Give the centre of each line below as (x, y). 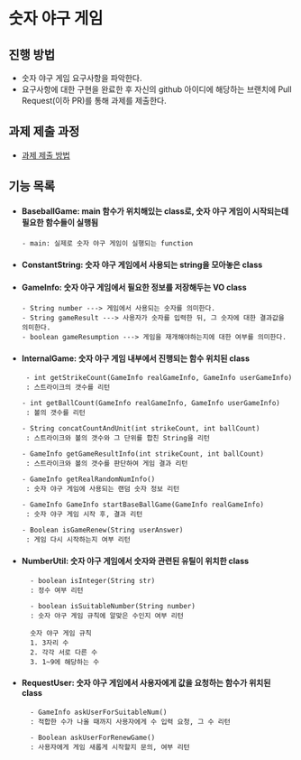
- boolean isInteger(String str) (93, 580)
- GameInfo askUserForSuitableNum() (99, 712)
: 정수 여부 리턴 (57, 590)
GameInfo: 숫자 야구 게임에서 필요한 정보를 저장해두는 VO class (134, 287)
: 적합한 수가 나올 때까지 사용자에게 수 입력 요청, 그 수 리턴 (130, 722)
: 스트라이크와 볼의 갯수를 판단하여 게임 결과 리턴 (107, 464)
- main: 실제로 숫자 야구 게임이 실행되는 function (107, 244)
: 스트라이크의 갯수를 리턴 (68, 388)
